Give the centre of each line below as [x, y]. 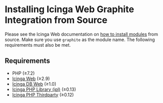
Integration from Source [56, 20]
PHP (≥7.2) [23, 73]
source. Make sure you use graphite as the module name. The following [80, 40]
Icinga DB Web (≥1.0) [34, 84]
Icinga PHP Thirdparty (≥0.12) [43, 94]
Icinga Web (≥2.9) [31, 78]
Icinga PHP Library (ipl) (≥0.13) [44, 89]
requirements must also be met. [38, 45]
